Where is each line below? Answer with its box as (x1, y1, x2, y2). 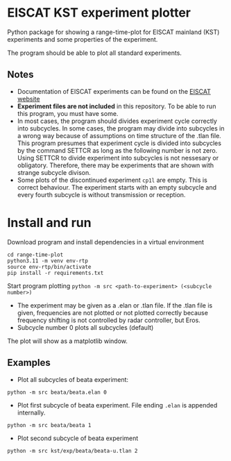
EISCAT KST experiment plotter (7, 5, 191, 21)
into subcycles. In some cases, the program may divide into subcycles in (17, 124, 225, 133)
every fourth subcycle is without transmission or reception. (17, 190, 186, 199)
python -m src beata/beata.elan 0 (7, 389, 108, 396)
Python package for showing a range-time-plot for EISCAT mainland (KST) (7, 28, 220, 36)
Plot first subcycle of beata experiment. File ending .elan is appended (17, 401, 218, 409)
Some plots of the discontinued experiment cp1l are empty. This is (17, 176, 208, 184)
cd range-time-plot (7, 251, 64, 258)
